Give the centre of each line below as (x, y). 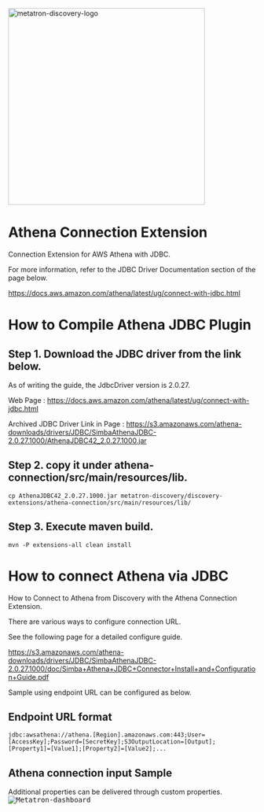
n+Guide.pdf (29, 677)
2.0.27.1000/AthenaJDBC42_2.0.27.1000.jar (77, 441)
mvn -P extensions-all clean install (70, 545)
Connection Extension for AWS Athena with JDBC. (90, 254)
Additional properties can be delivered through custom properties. (115, 792)
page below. (28, 278)
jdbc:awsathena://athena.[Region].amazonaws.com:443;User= (107, 735)
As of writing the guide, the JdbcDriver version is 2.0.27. (99, 385)
